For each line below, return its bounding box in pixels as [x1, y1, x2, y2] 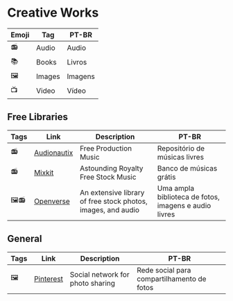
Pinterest [33, 274, 64, 284]
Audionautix [33, 148, 74, 157]
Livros [67, 58, 87, 67]
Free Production [79, 144, 132, 153]
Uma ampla [157, 183, 195, 193]
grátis [157, 172, 176, 182]
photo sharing [69, 278, 116, 288]
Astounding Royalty [79, 163, 144, 173]
